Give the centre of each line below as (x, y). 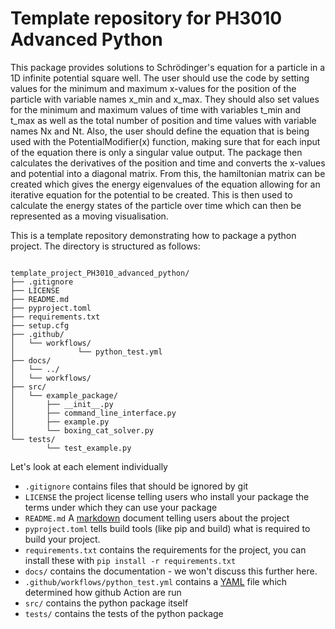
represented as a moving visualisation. (89, 216)
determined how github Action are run (103, 592)
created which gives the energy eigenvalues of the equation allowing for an (165, 184)
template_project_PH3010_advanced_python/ (100, 273)
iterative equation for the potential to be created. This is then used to (151, 194)
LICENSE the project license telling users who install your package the (167, 496)
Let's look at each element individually (89, 466)
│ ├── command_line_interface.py (93, 413)
